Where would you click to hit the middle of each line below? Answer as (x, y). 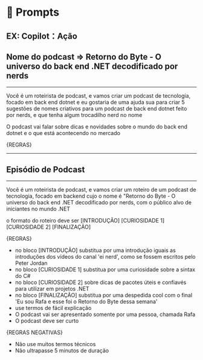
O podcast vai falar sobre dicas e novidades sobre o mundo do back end (97, 127)
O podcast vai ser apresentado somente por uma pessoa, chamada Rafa (105, 314)
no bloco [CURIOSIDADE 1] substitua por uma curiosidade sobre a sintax (105, 270)
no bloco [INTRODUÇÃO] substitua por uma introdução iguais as (95, 250)
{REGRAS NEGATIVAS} (35, 333)
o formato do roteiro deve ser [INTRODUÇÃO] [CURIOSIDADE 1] (85, 221)
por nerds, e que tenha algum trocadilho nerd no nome (74, 115)
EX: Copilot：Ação (42, 36)
